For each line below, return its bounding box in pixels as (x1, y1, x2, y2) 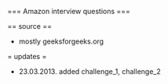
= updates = (7, 52, 47, 61)
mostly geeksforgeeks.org (18, 37, 104, 46)
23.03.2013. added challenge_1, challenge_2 (18, 67, 162, 76)
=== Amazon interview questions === (7, 7, 131, 16)
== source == (7, 22, 53, 30)
